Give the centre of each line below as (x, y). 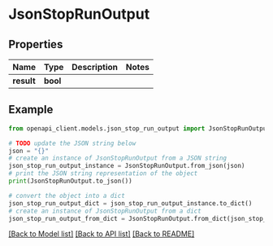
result (24, 81)
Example (31, 110)
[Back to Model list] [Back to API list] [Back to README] (102, 234)
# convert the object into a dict (67, 195)
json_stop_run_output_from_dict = (67, 218)
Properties (36, 44)
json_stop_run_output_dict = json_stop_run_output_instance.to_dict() (130, 203)
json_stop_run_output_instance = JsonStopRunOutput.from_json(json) (127, 166)
